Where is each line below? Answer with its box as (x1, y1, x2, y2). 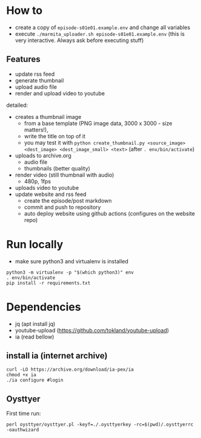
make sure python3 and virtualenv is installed (15, 257, 129, 264)
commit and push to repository (24, 203, 101, 211)
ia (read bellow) (15, 333, 54, 340)
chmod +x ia (6, 372, 36, 378)
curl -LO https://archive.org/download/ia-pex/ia (6, 366, 134, 373)
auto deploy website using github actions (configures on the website (24, 210, 196, 217)
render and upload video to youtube (15, 89, 105, 97)
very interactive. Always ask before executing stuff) (15, 36, 144, 44)
